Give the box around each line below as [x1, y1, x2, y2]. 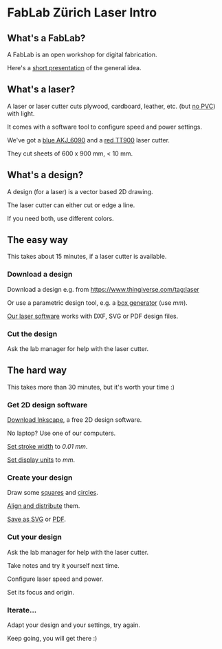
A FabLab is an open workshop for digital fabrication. [7, 50, 157, 58]
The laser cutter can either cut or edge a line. [7, 201, 135, 209]
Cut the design [7, 329, 58, 339]
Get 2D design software [7, 400, 88, 409]
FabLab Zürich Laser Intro [7, 5, 157, 21]
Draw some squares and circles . [7, 489, 98, 497]
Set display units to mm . [7, 456, 76, 464]
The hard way [7, 365, 67, 376]
